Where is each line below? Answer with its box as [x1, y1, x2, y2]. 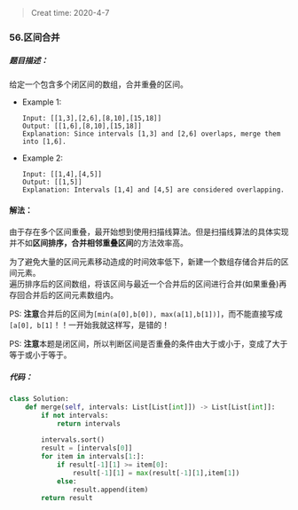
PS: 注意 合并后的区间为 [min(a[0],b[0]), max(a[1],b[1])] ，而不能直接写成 [9, 309, 283, 319]
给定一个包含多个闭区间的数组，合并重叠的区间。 [9, 79, 188, 90]
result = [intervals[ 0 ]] [41, 443, 133, 453]
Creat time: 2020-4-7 [30, 8, 110, 18]
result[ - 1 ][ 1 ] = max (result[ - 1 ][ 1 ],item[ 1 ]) [72, 468, 240, 477]
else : [56, 476, 77, 486]
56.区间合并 [9, 31, 60, 43]
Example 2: [21, 153, 64, 163]
